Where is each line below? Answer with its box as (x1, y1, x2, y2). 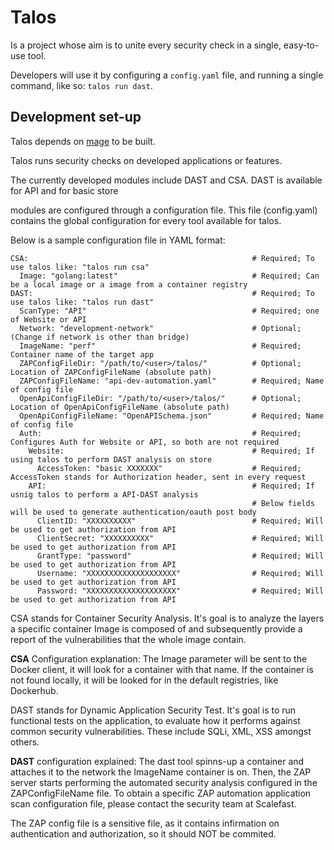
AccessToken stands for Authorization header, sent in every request (10, 472, 307, 482)
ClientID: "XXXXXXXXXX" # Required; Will (36, 516, 325, 526)
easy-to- (283, 39, 320, 51)
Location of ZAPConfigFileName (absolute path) (10, 367, 213, 377)
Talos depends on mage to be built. (10, 135, 156, 147)
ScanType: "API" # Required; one (19, 306, 320, 316)
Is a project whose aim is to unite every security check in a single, (10, 39, 282, 51)
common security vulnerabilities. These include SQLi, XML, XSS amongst (10, 725, 312, 737)
